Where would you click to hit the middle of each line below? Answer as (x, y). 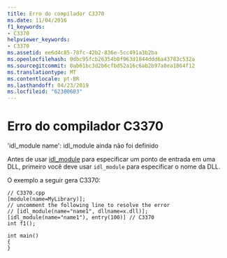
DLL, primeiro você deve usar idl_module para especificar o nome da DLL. (114, 167)
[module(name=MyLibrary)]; (46, 199)
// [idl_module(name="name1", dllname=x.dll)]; (78, 212)
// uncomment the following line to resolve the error (89, 206)
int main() (23, 236)
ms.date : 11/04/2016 (37, 20)
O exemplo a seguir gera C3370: (54, 180)
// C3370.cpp (26, 193)
